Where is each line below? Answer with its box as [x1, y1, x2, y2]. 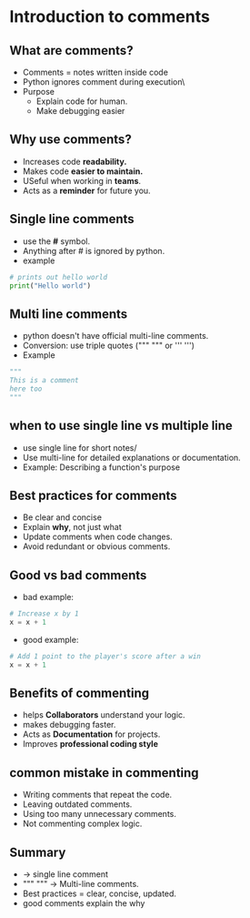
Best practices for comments [9, 487, 177, 503]
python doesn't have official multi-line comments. [22, 331, 209, 342]
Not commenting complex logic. [22, 818, 143, 830]
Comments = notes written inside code [22, 66, 168, 77]
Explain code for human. [35, 96, 128, 107]
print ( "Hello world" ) [9, 280, 92, 291]
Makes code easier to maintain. [22, 166, 144, 177]
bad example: [22, 592, 75, 603]
